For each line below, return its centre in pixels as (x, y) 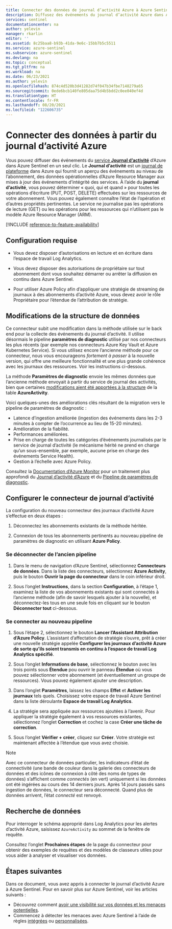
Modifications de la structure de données (73, 316)
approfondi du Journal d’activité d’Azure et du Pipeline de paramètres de (82, 477)
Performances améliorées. (41, 434)
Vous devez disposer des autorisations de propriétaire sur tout (79, 268)
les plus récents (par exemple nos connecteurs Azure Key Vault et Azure (82, 345)
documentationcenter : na (32, 24)
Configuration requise (42, 241)
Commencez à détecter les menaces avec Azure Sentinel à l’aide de (84, 915)
